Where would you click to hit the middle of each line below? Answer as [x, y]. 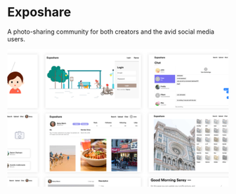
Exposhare [39, 12]
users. [17, 39]
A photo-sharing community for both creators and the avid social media [111, 32]
